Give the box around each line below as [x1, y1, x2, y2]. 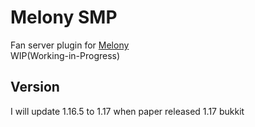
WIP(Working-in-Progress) [10, 49, 121, 61]
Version [10, 79, 60, 96]
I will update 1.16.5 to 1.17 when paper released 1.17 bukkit [10, 105, 245, 117]
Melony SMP [10, 6, 118, 29]
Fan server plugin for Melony [10, 39, 130, 51]
